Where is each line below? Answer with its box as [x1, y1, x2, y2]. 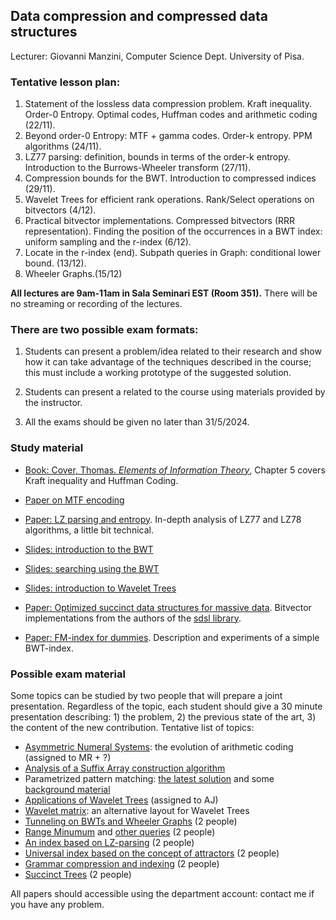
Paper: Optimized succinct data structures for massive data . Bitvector [24, 601, 312, 613]
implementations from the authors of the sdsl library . [24, 612, 242, 624]
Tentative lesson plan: [10, 75, 121, 89]
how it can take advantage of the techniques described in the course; [24, 356, 312, 368]
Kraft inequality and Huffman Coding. [24, 474, 179, 486]
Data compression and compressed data [10, 8, 268, 25]
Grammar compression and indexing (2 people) [24, 858, 220, 869]
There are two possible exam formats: [10, 323, 199, 337]
